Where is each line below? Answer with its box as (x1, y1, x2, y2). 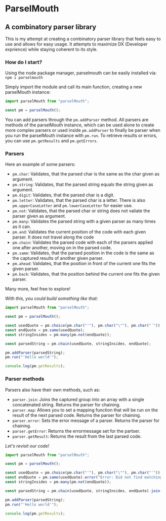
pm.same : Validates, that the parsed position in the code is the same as (12, 250, 155, 256)
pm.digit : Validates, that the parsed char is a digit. (12, 192, 115, 198)
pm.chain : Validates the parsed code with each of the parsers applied (12, 239, 153, 245)
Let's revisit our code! (5, 443, 49, 449)
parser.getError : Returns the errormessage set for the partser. (12, 428, 141, 434)
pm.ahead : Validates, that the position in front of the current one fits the (12, 261, 156, 267)
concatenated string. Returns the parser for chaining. (12, 402, 121, 407)
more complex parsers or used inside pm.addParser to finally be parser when (5, 127, 161, 133)
